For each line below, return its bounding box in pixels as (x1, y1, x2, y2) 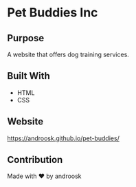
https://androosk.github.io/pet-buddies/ (7, 134, 120, 142)
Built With (7, 70, 50, 82)
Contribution (7, 154, 63, 166)
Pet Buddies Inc (7, 5, 98, 21)
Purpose (7, 32, 45, 44)
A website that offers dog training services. (7, 50, 129, 58)
